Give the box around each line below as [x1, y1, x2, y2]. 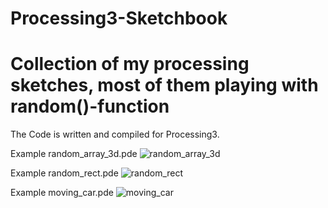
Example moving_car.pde [10, 187, 114, 199]
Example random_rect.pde [10, 167, 119, 179]
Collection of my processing [10, 53, 250, 76]
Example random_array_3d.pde [10, 148, 138, 160]
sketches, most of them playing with [10, 74, 319, 97]
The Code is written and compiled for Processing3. [10, 128, 220, 141]
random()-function [10, 95, 170, 118]
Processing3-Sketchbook [10, 7, 228, 30]
